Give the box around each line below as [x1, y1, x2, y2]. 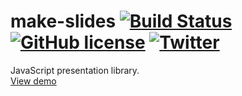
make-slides [10, 10, 117, 33]
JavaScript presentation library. [10, 64, 140, 76]
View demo [10, 75, 57, 87]
